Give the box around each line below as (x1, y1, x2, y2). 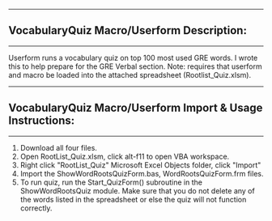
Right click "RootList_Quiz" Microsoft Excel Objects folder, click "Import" (19, 159, 261, 170)
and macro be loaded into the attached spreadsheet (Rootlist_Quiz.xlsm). (8, 70, 252, 79)
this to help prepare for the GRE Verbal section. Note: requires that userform (8, 62, 262, 71)
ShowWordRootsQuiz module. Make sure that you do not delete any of (19, 185, 255, 195)
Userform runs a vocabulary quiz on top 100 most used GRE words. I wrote (8, 53, 258, 62)
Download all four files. (19, 142, 97, 152)
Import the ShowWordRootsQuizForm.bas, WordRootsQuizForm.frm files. (19, 168, 264, 178)
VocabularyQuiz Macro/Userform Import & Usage (8, 101, 263, 115)
